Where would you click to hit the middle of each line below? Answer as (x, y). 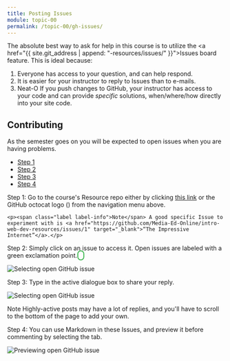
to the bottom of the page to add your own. (68, 316)
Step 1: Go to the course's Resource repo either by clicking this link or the (111, 198)
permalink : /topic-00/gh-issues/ (55, 26)
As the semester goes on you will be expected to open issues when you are (114, 141)
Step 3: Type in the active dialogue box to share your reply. (91, 282)
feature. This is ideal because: (50, 61)
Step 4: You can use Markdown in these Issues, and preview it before (106, 330)
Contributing (35, 125)
